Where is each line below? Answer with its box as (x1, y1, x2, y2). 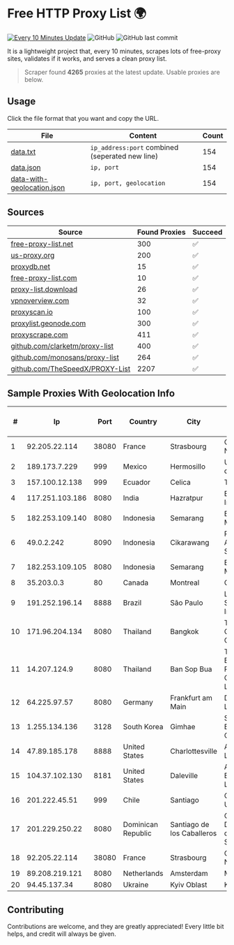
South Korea (123, 722, 164, 732)
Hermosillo (170, 462, 206, 471)
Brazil (123, 598, 142, 608)
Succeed (192, 227, 223, 237)
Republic (123, 828, 152, 838)
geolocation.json (10, 182, 65, 192)
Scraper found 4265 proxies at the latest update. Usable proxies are (24, 68, 221, 76)
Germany (123, 698, 153, 708)
